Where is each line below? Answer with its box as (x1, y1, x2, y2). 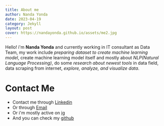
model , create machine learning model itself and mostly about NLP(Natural (5, 55, 159, 60)
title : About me (5, 7, 39, 12)
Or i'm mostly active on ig (12, 110, 65, 116)
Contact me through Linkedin (12, 99, 72, 105)
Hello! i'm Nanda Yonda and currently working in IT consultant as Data (5, 44, 151, 50)
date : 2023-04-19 (5, 16, 41, 21)
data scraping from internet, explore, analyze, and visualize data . (5, 65, 140, 71)
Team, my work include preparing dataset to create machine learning (5, 49, 148, 55)
